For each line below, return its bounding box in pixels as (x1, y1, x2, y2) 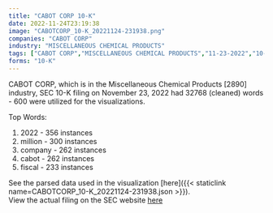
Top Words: (8, 112, 47, 121)
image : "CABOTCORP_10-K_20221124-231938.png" (8, 27, 165, 35)
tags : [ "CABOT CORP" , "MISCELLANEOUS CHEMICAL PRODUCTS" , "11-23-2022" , (8, 49, 253, 58)
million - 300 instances (19, 136, 97, 146)
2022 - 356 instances (19, 127, 93, 138)
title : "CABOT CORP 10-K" (8, 11, 96, 20)
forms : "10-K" (8, 58, 57, 66)
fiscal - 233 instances (19, 162, 93, 172)
